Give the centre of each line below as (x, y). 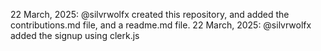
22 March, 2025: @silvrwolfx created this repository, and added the (150, 14)
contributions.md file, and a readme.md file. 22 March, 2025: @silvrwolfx (161, 25)
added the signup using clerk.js (75, 35)
